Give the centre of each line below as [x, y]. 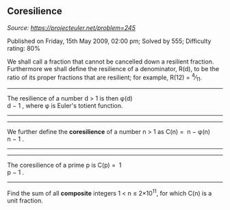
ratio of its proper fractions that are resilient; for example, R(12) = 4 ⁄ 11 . [104, 77]
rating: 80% [24, 48]
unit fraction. [25, 200]
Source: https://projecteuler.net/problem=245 [71, 27]
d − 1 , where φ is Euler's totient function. [65, 106]
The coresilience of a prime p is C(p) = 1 [64, 165]
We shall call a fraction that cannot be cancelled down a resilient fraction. [111, 62]
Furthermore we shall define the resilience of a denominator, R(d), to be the [113, 68]
